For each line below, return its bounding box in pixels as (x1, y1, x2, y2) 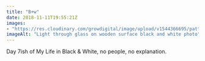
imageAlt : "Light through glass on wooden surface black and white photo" (6, 31, 201, 37)
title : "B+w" (6, 8, 40, 15)
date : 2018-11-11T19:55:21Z (6, 14, 78, 21)
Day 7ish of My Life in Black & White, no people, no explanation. (6, 48, 167, 55)
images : (6, 20, 26, 26)
